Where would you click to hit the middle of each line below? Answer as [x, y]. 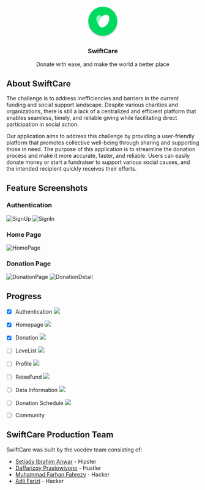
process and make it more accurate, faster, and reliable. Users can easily [98, 156]
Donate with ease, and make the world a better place [103, 64]
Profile [24, 364]
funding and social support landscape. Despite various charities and [92, 105]
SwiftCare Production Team [60, 435]
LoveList [26, 351]
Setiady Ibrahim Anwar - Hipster [56, 461]
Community [30, 415]
